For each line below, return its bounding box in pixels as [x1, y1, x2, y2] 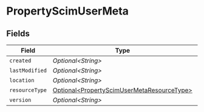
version [9, 97, 32, 104]
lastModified [9, 67, 47, 74]
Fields [6, 28, 30, 39]
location [9, 77, 35, 84]
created [9, 58, 32, 64]
